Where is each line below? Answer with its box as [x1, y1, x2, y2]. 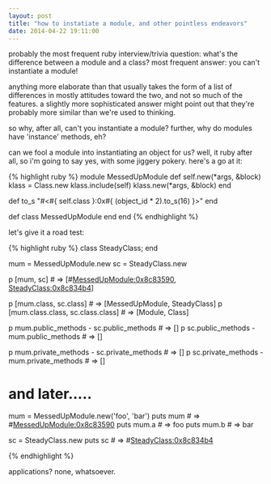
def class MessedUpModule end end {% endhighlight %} [8, 212, 199, 222]
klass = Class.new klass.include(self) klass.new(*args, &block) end [8, 180, 232, 190]
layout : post [8, 11, 53, 20]
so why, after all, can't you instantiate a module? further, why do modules [8, 123, 252, 134]
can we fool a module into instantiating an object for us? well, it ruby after [8, 147, 253, 158]
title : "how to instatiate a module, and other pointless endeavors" [8, 19, 248, 28]
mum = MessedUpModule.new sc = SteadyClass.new [8, 259, 188, 269]
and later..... [8, 384, 92, 403]
